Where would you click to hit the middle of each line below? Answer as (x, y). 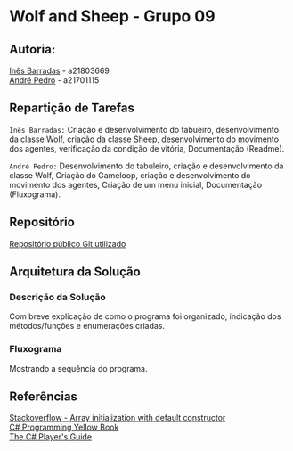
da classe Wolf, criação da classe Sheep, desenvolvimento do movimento (144, 139)
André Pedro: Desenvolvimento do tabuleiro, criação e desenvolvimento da (146, 166)
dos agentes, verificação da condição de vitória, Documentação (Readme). (147, 148)
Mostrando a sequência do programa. (78, 368)
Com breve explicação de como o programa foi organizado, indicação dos (145, 316)
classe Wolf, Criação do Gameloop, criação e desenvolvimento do (130, 175)
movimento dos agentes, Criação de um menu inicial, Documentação (136, 184)
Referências (44, 397)
